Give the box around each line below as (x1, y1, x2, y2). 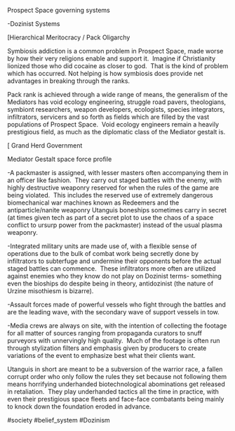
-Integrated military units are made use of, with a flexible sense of (7, 242, 198, 250)
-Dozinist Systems (7, 20, 60, 27)
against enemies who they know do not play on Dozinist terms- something (7, 272, 222, 280)
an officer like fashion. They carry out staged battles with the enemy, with (7, 176, 222, 184)
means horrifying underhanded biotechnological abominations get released (7, 380, 226, 388)
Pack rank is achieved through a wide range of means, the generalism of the (7, 91, 228, 98)
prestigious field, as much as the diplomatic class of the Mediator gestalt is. (7, 128, 226, 136)
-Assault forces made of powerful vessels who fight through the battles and (7, 300, 227, 309)
